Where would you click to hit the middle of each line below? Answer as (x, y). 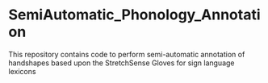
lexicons (22, 71)
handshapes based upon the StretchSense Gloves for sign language (121, 63)
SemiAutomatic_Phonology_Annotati (134, 15)
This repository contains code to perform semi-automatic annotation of (127, 54)
